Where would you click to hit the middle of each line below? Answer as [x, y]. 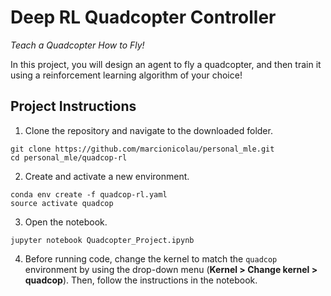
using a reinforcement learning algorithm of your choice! [126, 75]
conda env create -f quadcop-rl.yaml [89, 194]
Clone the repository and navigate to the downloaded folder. [148, 130]
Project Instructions [73, 106]
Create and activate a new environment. [107, 176]
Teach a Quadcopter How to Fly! [77, 45]
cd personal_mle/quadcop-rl [69, 157]
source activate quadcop [62, 203]
